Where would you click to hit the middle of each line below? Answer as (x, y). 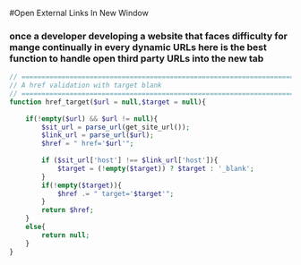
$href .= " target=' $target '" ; (116, 193)
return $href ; (68, 210)
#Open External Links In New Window (79, 13)
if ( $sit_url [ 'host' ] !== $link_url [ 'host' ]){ (130, 160)
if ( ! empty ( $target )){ (82, 185)
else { (36, 227)
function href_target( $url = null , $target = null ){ (107, 102)
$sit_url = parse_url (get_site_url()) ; (116, 127)
